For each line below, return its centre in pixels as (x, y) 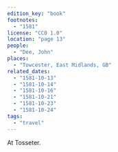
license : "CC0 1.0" (35, 33)
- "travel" (29, 123)
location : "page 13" (37, 39)
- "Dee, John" (33, 53)
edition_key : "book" (37, 13)
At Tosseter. (24, 142)
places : (18, 59)
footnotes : (23, 20)
